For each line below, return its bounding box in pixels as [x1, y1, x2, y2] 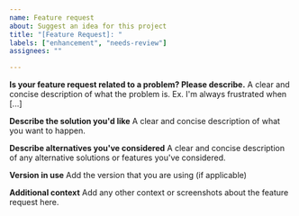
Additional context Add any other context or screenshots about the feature [9, 187, 289, 198]
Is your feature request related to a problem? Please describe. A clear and [9, 79, 290, 90]
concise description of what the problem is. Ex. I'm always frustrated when [9, 89, 287, 100]
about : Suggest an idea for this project [9, 22, 168, 31]
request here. [9, 197, 59, 208]
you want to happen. [9, 125, 86, 136]
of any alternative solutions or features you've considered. [9, 152, 227, 163]
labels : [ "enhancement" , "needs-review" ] [9, 38, 168, 48]
